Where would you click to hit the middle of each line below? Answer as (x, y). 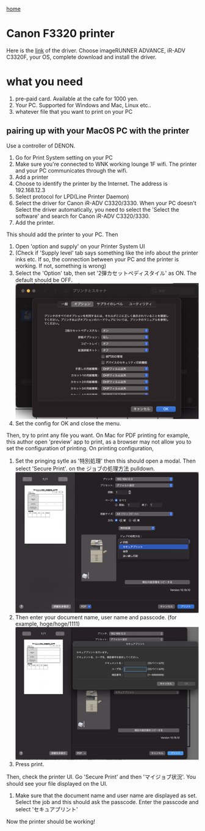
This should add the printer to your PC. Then (62, 234)
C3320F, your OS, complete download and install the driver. (81, 57)
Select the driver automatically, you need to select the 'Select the (97, 209)
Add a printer (32, 177)
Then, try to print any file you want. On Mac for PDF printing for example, (98, 435)
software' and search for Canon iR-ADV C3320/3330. (82, 216)
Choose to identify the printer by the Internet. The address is (91, 184)
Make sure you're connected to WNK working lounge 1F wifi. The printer (106, 164)
